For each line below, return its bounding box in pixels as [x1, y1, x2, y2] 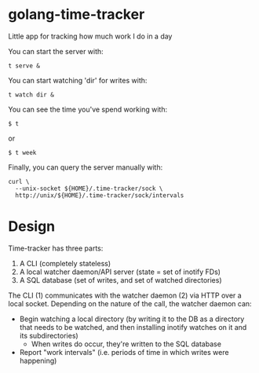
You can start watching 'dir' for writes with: [8, 75, 148, 85]
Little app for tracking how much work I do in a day [8, 31, 173, 41]
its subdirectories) [19, 331, 78, 340]
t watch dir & [8, 90, 55, 99]
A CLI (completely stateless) [19, 258, 111, 268]
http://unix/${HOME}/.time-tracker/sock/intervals [15, 191, 184, 199]
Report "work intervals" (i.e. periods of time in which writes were [19, 347, 229, 357]
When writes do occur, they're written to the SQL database [31, 339, 222, 349]
